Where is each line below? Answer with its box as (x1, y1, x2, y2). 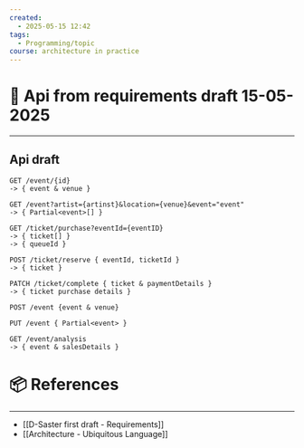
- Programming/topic (17, 38, 95, 48)
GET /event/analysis (9, 334, 88, 344)
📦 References (9, 375, 119, 395)
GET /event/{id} (9, 176, 71, 186)
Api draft (9, 152, 61, 167)
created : (9, 13, 43, 23)
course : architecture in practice (9, 47, 140, 56)
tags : (9, 30, 30, 39)
